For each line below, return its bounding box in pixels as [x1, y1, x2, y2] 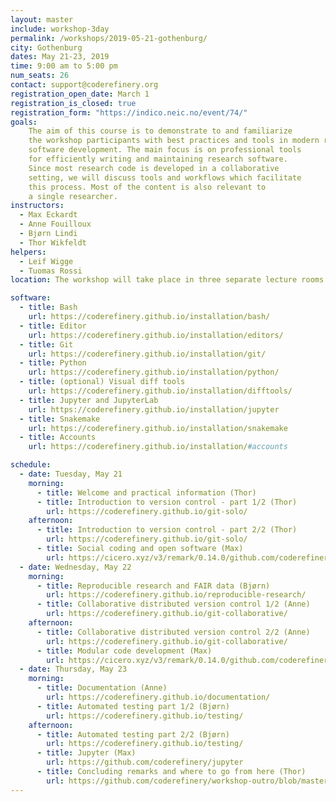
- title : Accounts [19, 432, 97, 443]
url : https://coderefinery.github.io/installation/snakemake [28, 423, 288, 433]
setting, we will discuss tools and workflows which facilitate [28, 172, 302, 183]
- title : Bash [19, 302, 78, 313]
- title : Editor [19, 321, 87, 331]
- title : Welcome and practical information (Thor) [36, 487, 257, 498]
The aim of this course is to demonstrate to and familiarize [28, 126, 293, 136]
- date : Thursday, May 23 [19, 664, 128, 675]
